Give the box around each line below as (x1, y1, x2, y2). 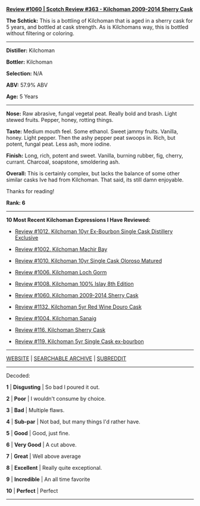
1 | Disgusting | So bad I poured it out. (6, 384, 100, 391)
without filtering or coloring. (6, 30, 74, 37)
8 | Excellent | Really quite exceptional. (6, 464, 102, 471)
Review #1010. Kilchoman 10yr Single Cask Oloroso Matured (14, 257, 162, 264)
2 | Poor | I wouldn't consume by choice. (6, 395, 106, 402)
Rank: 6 (6, 199, 26, 206)
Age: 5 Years (6, 93, 39, 100)
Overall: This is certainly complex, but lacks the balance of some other (6, 170, 180, 177)
